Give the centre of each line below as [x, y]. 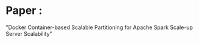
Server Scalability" [29, 33]
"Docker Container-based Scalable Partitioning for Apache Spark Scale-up [99, 27]
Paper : [24, 11]
